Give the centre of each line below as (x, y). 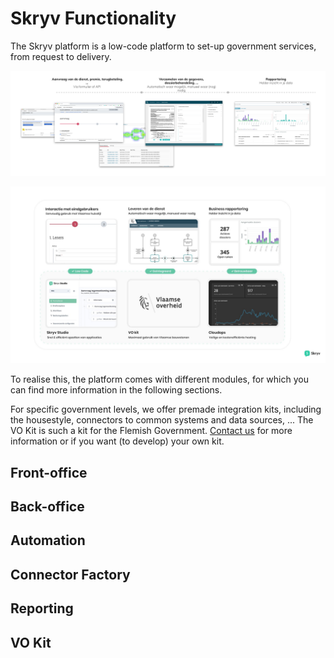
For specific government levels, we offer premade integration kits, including (166, 409)
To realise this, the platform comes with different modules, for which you (159, 379)
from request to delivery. (61, 56)
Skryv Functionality (93, 18)
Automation (48, 540)
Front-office (49, 472)
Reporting (42, 608)
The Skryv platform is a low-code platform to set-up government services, (163, 46)
